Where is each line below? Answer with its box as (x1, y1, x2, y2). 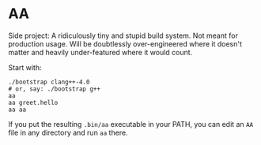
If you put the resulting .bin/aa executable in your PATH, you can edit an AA (8, 119, 254, 128)
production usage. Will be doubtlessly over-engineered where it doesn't (8, 39, 243, 48)
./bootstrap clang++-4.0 (8, 78, 90, 86)
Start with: (8, 62, 42, 72)
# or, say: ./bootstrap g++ (8, 84, 101, 93)
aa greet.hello (8, 99, 59, 106)
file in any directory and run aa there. (8, 128, 128, 137)
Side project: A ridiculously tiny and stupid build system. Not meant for (8, 31, 239, 40)
